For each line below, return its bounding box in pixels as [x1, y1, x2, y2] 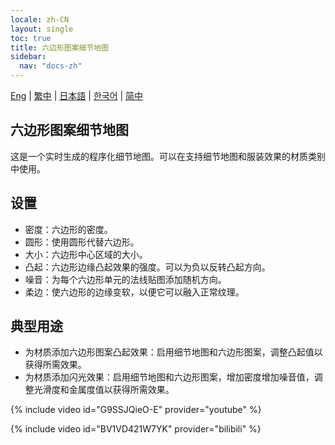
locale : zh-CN [10, 14, 70, 25]
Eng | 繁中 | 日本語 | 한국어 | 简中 [10, 90, 144, 101]
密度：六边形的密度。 [24, 223, 113, 235]
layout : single [10, 24, 74, 34]
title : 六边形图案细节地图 [10, 42, 110, 53]
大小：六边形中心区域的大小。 [24, 248, 148, 260]
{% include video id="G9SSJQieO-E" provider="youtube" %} [10, 404, 262, 416]
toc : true [10, 33, 52, 43]
